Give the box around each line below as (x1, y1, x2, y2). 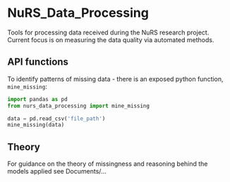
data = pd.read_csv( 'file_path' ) (7, 115, 106, 122)
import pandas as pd (7, 96, 68, 103)
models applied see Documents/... (7, 167, 107, 176)
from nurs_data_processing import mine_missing (7, 102, 150, 110)
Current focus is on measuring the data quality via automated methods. (7, 35, 214, 44)
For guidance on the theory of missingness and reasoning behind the (7, 160, 208, 168)
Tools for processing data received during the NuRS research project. (7, 28, 210, 37)
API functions (7, 56, 69, 68)
